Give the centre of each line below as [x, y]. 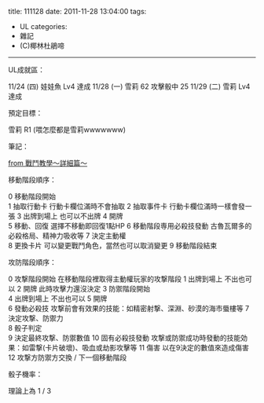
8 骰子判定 [25, 328]
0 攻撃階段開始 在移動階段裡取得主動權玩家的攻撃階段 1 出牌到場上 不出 [123, 279]
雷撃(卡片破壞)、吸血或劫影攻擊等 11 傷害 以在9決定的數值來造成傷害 [139, 348]
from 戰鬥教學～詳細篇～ [48, 163]
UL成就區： [27, 70]
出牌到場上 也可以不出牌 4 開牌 [73, 216]
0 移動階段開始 [32, 196]
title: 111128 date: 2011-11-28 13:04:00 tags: [77, 11]
